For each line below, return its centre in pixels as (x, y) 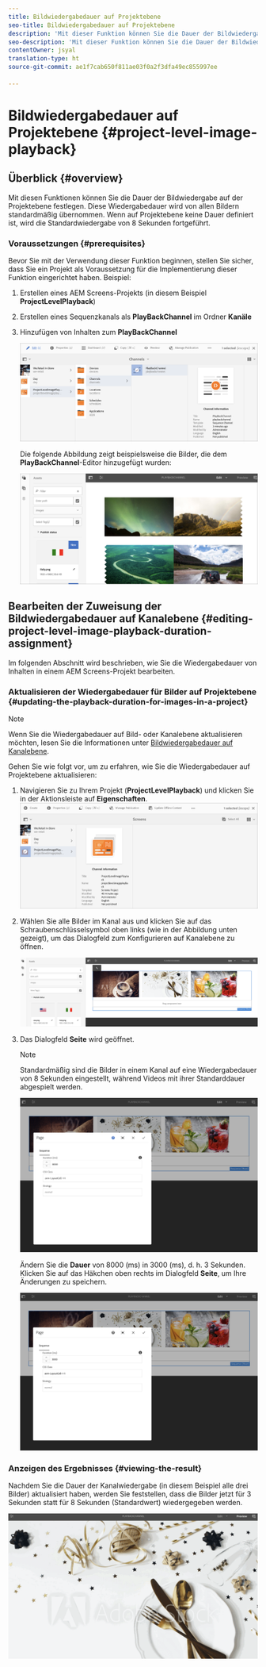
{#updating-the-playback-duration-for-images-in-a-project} (128, 701)
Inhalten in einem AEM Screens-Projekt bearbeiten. (92, 671)
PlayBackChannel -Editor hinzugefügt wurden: (95, 462)
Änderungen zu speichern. (63, 1282)
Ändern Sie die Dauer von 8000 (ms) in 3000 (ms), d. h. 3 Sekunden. (133, 1265)
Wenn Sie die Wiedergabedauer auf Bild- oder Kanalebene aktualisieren (125, 735)
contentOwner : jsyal (42, 50)
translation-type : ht (44, 59)
